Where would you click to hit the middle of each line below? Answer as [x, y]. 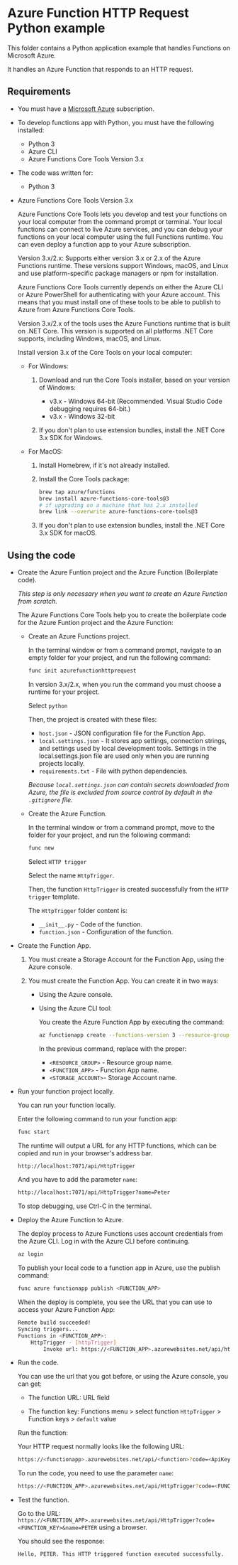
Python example [56, 28]
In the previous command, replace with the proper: [113, 1048]
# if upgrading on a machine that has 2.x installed [118, 505]
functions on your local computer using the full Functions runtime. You [120, 237]
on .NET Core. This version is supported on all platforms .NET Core [115, 331]
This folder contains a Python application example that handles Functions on [119, 48]
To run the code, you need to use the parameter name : [96, 1473]
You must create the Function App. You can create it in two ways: [123, 981]
